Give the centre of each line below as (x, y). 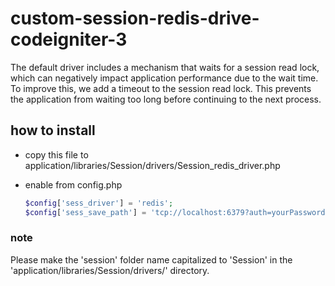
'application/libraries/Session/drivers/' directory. (110, 270)
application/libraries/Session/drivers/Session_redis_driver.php (152, 165)
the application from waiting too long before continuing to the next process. (166, 99)
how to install (53, 130)
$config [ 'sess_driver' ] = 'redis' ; (99, 203)
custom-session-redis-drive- (135, 18)
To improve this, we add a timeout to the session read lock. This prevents (161, 88)
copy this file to (56, 154)
